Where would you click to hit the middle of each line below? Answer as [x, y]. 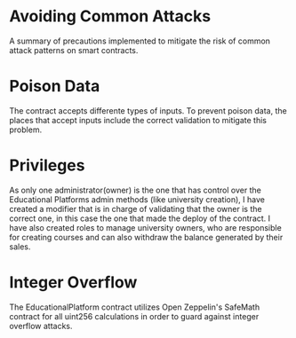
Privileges [47, 165]
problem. [26, 130]
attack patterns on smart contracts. [74, 50]
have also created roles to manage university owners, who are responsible [145, 227]
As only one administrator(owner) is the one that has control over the [136, 190]
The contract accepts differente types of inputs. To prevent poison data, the [148, 110]
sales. [20, 247]
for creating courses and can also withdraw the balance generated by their [146, 237]
